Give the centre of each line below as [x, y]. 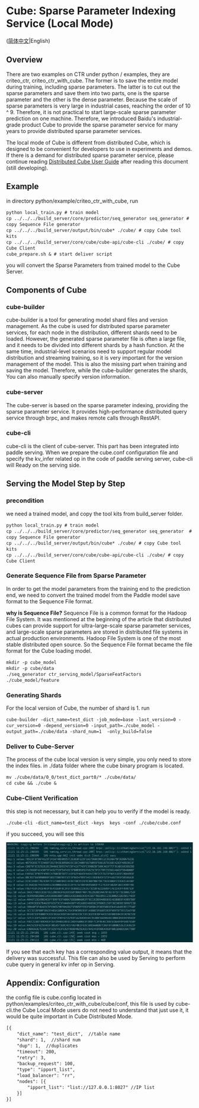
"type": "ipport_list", [46, 1069]
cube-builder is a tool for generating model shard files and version [87, 320]
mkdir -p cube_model [32, 662]
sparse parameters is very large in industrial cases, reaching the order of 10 [98, 106]
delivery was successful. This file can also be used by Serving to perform [96, 958]
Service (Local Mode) [60, 23]
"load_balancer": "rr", [46, 1075]
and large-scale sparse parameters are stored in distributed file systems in [97, 632]
